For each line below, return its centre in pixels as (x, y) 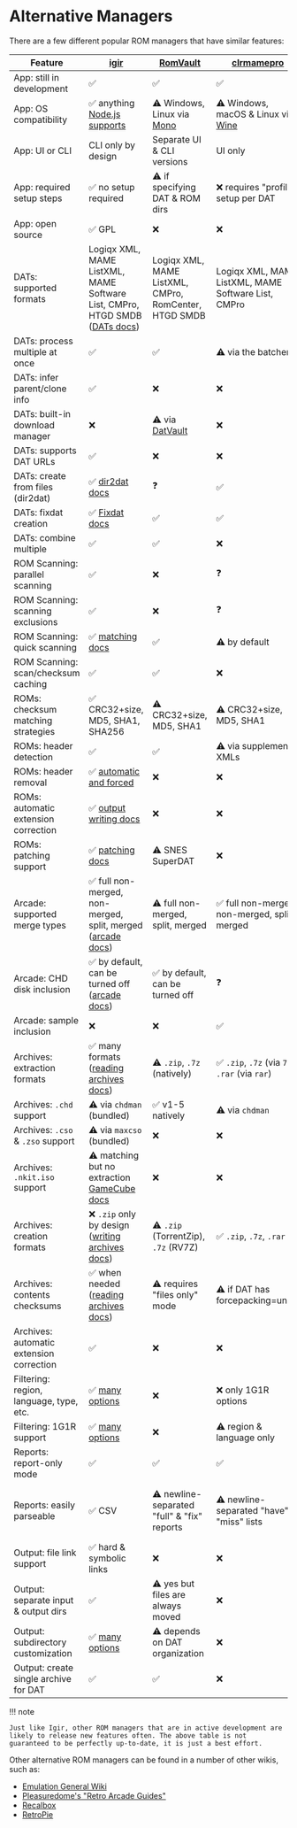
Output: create (43, 1668)
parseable (34, 1516)
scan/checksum (47, 673)
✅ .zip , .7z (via (248, 1062)
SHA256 (107, 731)
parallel (29, 575)
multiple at (35, 351)
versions (170, 161)
